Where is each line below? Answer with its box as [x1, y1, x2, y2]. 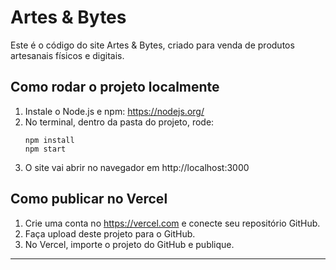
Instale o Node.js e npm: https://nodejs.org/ [24, 105, 205, 117]
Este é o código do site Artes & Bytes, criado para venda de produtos [10, 39, 295, 51]
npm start [24, 144, 67, 154]
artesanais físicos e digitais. [10, 49, 125, 61]
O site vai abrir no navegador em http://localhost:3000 [24, 161, 250, 173]
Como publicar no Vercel [10, 191, 168, 208]
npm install [24, 135, 75, 145]
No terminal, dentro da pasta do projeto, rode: [24, 116, 215, 128]
